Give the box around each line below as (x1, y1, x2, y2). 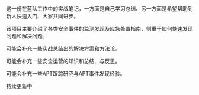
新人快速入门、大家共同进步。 (6, 12, 79, 19)
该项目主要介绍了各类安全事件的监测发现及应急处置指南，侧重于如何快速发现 (6, 25, 193, 32)
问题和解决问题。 (6, 32, 48, 40)
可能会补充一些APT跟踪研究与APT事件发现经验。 (6, 70, 126, 77)
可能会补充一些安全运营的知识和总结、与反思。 (6, 58, 120, 64)
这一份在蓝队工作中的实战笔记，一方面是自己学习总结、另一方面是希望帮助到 (6, 5, 193, 12)
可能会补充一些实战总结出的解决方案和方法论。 (6, 45, 120, 52)
